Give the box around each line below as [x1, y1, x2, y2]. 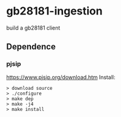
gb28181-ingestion [6, 4, 103, 18]
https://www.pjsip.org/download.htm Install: [6, 74, 116, 81]
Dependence [6, 42, 56, 52]
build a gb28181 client [6, 24, 60, 31]
